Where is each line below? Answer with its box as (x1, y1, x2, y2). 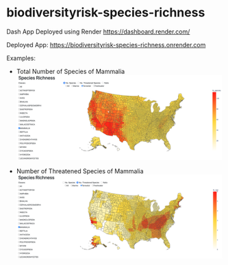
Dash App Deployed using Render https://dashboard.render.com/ (6, 27, 190, 36)
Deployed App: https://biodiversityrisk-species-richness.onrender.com (6, 40, 206, 49)
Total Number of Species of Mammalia (16, 67, 125, 75)
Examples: (6, 53, 36, 62)
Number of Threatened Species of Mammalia (16, 166, 144, 175)
